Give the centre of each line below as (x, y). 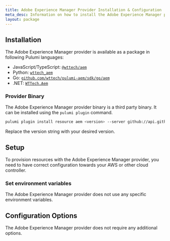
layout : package (22, 19)
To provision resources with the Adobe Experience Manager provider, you (82, 160)
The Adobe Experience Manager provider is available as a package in (78, 52)
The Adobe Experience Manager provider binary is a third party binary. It (81, 107)
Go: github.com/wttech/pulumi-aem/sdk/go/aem (61, 78)
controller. (16, 170)
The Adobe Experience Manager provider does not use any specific (76, 195)
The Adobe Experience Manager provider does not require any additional (81, 228)
